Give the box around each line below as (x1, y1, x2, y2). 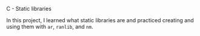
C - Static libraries (6, 5, 52, 12)
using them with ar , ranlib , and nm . (6, 23, 93, 30)
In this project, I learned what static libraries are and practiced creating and (6, 17, 194, 23)
